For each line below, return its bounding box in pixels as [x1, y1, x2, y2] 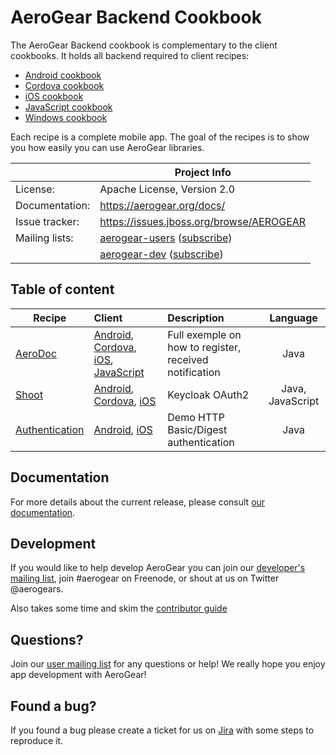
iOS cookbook [24, 90, 84, 102]
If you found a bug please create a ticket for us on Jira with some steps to [10, 724, 315, 736]
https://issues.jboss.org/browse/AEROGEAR [99, 214, 307, 228]
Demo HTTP [167, 410, 225, 424]
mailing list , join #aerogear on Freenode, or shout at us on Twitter [10, 572, 280, 585]
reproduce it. [10, 735, 64, 746]
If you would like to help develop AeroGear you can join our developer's [10, 562, 306, 574]
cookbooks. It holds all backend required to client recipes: [10, 49, 250, 61]
